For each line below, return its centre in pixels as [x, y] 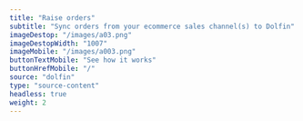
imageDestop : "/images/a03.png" [71, 35]
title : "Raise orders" [52, 18]
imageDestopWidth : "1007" [58, 43]
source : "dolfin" [42, 77]
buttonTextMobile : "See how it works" [83, 60]
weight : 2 [28, 102]
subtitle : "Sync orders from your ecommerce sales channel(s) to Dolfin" [152, 26]
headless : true [38, 94]
